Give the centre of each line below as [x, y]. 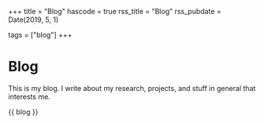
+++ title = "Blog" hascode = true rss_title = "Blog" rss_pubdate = [115, 11]
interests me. [30, 97]
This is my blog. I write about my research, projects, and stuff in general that [132, 88]
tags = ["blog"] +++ [40, 35]
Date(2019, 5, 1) [33, 20]
